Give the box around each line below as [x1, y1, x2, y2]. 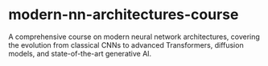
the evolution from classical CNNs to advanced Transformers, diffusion [8, 40, 244, 49]
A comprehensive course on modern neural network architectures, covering [8, 32, 260, 41]
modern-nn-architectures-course [8, 6, 239, 24]
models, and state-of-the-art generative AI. [8, 49, 152, 58]
